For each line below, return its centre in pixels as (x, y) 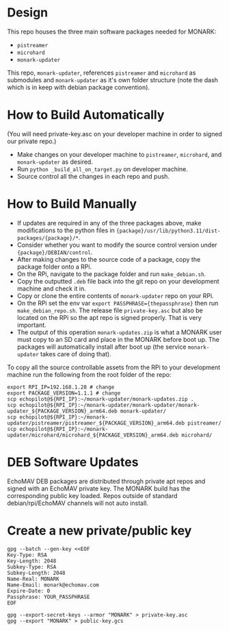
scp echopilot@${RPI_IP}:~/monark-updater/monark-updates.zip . (100, 399)
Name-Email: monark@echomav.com (53, 585)
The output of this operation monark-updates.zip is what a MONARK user (119, 332)
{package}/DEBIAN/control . (55, 252)
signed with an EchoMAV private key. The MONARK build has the (99, 488)
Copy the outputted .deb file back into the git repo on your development (118, 281)
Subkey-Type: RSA (32, 567)
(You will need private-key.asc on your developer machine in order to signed (114, 134)
